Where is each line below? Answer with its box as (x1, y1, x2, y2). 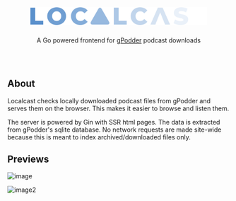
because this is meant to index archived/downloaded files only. (7, 132, 191, 141)
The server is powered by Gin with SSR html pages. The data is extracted (7, 117, 220, 126)
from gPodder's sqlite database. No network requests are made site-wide (7, 125, 222, 134)
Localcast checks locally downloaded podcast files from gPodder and (7, 96, 211, 105)
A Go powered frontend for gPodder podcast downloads (36, 35, 201, 45)
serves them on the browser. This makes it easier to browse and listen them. (7, 104, 230, 113)
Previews (7, 153, 49, 165)
